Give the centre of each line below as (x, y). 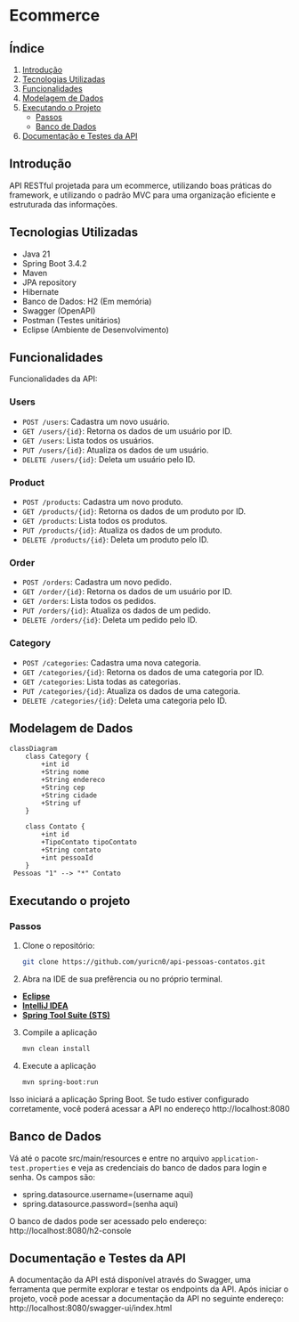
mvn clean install (56, 1049)
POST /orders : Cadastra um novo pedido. (97, 582)
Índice (27, 49)
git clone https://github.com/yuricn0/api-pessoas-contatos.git (144, 962)
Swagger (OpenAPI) (59, 310)
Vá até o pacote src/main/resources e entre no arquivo (109, 1158)
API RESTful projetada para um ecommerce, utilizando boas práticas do (141, 185)
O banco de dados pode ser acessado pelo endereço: (108, 1220)
